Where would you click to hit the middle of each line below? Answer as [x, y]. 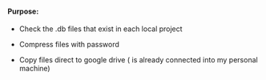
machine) [34, 69]
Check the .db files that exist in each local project [101, 29]
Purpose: [23, 11]
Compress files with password [69, 45]
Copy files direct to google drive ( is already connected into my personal [138, 60]
